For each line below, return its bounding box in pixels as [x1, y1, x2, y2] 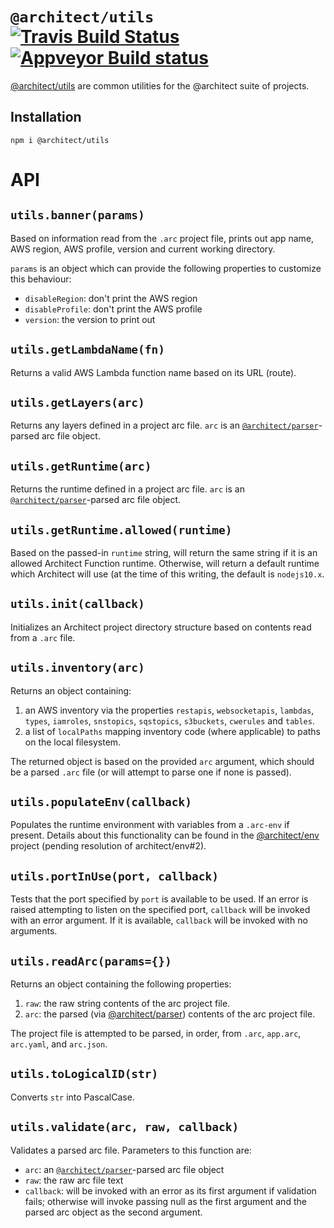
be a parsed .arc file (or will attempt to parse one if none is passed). [10, 766, 292, 778]
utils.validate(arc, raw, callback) [10, 1120, 240, 1135]
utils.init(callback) [10, 597, 145, 612]
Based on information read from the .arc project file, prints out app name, [10, 232, 315, 244]
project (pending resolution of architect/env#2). [10, 840, 207, 852]
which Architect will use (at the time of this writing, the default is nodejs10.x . [10, 568, 325, 580]
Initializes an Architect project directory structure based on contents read [10, 621, 312, 633]
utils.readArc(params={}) [10, 954, 172, 968]
